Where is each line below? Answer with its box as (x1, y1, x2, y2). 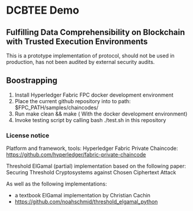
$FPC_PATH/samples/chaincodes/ (14, 104, 99, 111)
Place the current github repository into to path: (14, 97, 131, 104)
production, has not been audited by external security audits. (6, 59, 155, 65)
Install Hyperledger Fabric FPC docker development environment (14, 91, 173, 98)
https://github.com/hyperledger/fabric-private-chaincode (6, 151, 146, 158)
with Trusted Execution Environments (6, 36, 148, 46)
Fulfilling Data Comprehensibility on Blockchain (6, 27, 185, 37)
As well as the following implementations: (6, 180, 107, 187)
